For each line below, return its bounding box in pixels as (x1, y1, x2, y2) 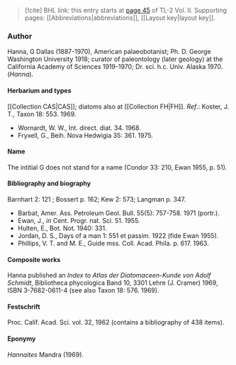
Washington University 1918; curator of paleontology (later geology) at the (7, 55, 223, 63)
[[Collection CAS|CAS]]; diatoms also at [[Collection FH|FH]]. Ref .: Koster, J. (7, 102, 229, 111)
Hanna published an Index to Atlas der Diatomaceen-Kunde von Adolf (7, 271, 211, 280)
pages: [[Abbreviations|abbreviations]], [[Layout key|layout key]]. (24, 13, 216, 22)
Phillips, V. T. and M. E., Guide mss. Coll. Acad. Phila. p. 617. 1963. (17, 239, 209, 247)
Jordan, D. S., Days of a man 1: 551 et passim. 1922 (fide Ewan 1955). (17, 231, 219, 240)
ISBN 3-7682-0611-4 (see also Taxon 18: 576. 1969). (7, 286, 159, 295)
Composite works (7, 255, 61, 263)
